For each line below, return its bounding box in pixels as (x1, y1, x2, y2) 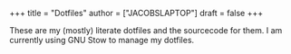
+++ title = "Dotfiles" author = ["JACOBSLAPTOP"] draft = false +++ (9, 8, 264, 18)
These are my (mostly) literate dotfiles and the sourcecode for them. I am (9, 25, 283, 35)
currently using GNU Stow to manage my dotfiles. (9, 35, 195, 45)
